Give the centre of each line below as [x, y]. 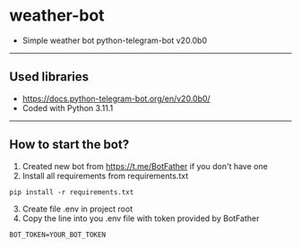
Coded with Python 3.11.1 [68, 107]
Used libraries [49, 77]
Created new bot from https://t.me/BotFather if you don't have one [145, 166]
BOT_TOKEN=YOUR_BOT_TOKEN [57, 235]
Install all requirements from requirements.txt [105, 175]
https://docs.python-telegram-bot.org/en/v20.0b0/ [116, 98]
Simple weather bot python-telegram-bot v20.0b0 [115, 40]
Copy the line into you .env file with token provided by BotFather [141, 218]
